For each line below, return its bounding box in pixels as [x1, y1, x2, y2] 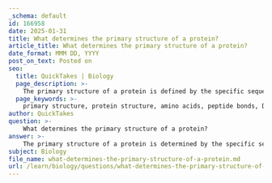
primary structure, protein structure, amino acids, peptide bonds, [23, 102, 259, 110]
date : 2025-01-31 [8, 27, 67, 35]
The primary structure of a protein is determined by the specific [23, 139, 255, 148]
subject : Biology [8, 147, 67, 155]
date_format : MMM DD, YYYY [8, 49, 100, 57]
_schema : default [8, 11, 67, 20]
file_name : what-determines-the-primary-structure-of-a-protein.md [8, 155, 241, 163]
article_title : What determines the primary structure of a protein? [8, 42, 249, 50]
